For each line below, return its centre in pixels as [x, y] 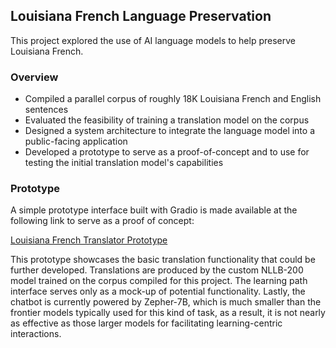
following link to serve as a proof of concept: [102, 221]
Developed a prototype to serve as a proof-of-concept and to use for [167, 152]
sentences [46, 110]
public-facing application [76, 141]
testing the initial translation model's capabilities [124, 163]
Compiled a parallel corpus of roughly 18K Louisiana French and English [173, 99]
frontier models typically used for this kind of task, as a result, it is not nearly [168, 313]
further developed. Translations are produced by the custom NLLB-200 [157, 270]
